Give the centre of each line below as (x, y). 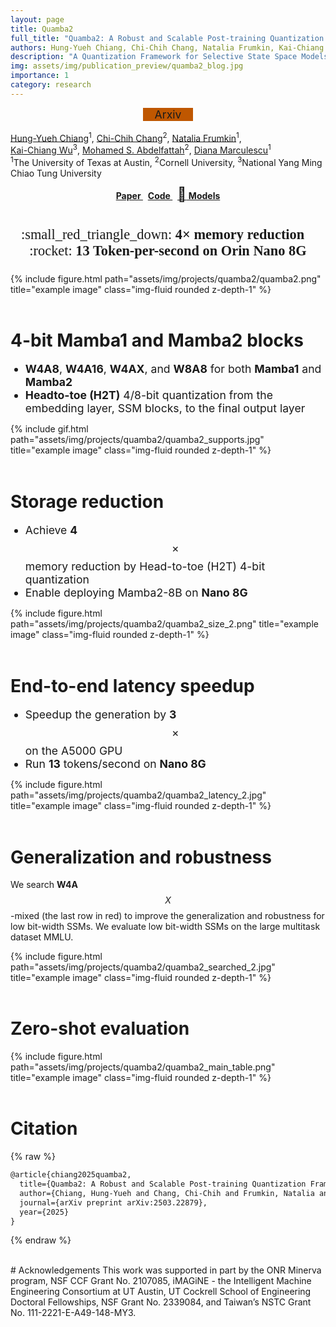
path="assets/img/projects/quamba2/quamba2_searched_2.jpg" (143, 967)
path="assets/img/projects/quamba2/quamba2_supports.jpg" (137, 440)
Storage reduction (87, 501)
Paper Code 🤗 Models (168, 194)
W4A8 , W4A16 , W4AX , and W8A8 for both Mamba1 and (173, 369)
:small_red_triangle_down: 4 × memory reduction (162, 234)
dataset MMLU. (42, 937)
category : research (51, 85)
